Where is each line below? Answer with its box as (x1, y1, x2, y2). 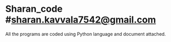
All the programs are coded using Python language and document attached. (5, 31, 166, 37)
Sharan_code (5, 3, 63, 15)
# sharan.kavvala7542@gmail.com (5, 14, 156, 26)
